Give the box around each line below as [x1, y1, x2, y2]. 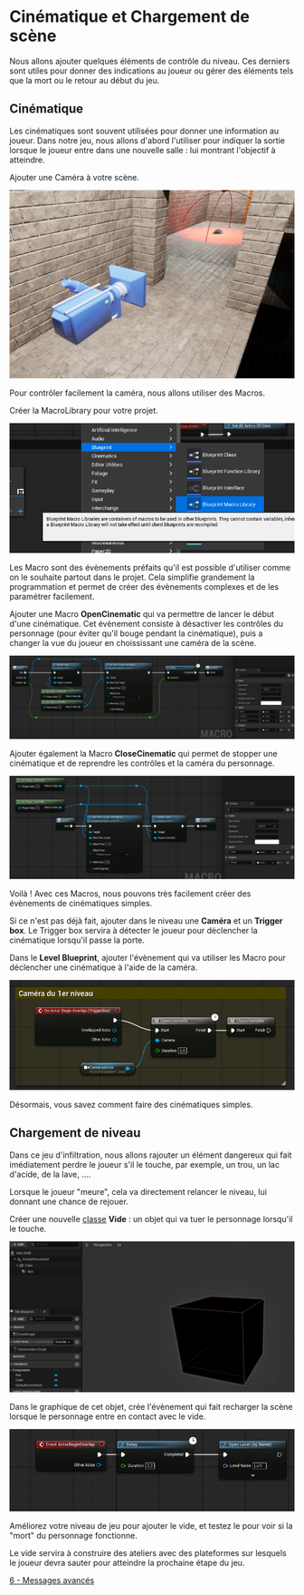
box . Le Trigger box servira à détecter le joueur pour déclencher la [9, 925, 258, 936]
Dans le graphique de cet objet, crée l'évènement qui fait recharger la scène [9, 1401, 293, 1412]
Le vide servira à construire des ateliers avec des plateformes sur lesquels [9, 1548, 287, 1559]
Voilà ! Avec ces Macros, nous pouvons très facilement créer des [9, 888, 252, 899]
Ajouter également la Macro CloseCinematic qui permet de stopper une [9, 748, 278, 758]
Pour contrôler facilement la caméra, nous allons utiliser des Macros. [9, 387, 265, 398]
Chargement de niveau [9, 1125, 141, 1140]
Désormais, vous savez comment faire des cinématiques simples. [9, 1099, 253, 1110]
